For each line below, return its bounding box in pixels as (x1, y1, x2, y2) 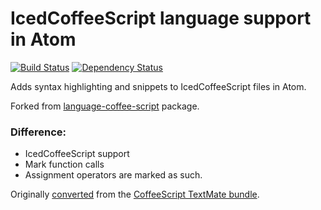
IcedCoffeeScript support (24, 148, 130, 160)
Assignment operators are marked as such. (24, 169, 203, 181)
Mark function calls (24, 158, 105, 171)
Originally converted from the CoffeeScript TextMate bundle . (10, 188, 260, 201)
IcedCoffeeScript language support (10, 7, 312, 30)
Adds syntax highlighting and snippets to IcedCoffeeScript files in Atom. (10, 80, 307, 92)
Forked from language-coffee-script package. (10, 100, 200, 112)
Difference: (10, 125, 67, 139)
